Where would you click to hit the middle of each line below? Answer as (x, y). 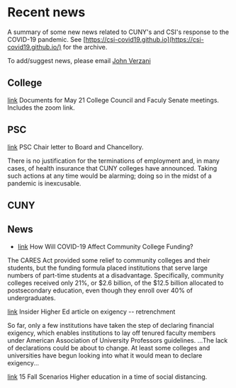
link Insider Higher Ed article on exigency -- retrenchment (91, 312)
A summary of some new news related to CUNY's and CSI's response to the (118, 32)
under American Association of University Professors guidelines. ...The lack (118, 340)
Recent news (46, 12)
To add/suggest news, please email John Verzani (79, 60)
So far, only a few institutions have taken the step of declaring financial (111, 325)
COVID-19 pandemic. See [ (47, 39)
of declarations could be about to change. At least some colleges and (109, 348)
